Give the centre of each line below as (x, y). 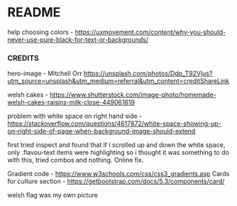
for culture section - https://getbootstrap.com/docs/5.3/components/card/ (116, 181)
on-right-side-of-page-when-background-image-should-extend (101, 131)
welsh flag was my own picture (53, 195)
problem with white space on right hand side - (75, 116)
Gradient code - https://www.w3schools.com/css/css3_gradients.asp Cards (118, 174)
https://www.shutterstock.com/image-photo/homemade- (133, 95)
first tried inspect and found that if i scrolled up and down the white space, (116, 145)
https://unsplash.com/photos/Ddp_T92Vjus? (148, 74)
